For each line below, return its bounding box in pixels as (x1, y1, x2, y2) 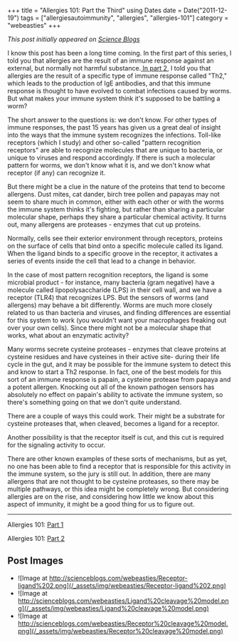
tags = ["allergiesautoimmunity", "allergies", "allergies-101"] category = (20, 14, 229, 22)
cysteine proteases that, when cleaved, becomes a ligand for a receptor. (7, 420, 219, 428)
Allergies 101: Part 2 (7, 534, 65, 542)
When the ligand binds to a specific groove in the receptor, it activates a (7, 249, 218, 257)
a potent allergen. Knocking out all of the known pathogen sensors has (7, 383, 215, 391)
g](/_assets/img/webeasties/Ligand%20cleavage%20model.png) (17, 604, 209, 612)
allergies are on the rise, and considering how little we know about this (7, 492, 214, 501)
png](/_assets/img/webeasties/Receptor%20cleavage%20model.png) (17, 626, 224, 635)
